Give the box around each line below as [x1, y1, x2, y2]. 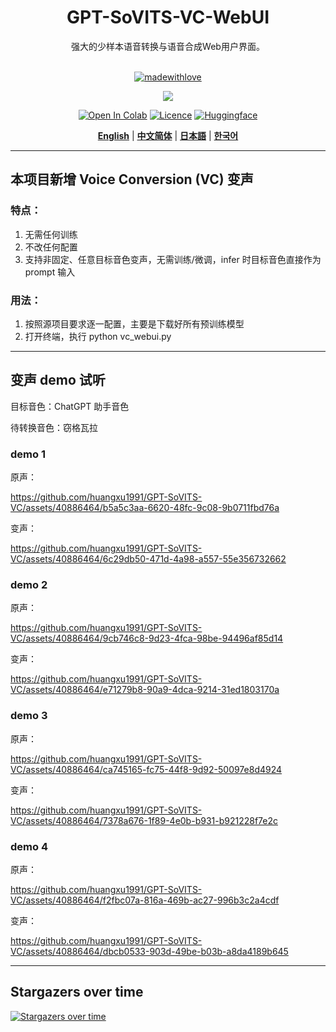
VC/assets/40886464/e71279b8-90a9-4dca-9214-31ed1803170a [10, 684, 280, 696]
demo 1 [10, 447, 46, 461]
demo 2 [10, 577, 48, 591]
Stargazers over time [10, 984, 144, 1001]
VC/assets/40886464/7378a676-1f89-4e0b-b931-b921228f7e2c [10, 814, 278, 826]
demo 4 [10, 839, 48, 853]
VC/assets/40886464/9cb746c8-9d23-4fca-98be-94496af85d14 [10, 632, 284, 645]
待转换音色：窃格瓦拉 [10, 421, 98, 433]
